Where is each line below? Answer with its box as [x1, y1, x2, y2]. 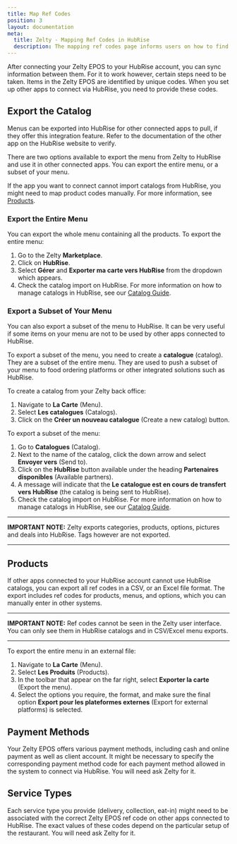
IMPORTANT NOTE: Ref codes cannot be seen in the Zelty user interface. [7, 619, 222, 628]
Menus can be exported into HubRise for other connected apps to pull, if [7, 124, 218, 133]
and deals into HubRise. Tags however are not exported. [7, 530, 171, 539]
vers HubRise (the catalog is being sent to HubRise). [17, 488, 171, 496]
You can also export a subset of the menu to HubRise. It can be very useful [7, 322, 226, 331]
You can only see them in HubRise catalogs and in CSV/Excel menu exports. [7, 627, 229, 635]
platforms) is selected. [17, 706, 83, 714]
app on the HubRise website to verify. [7, 139, 116, 147]
